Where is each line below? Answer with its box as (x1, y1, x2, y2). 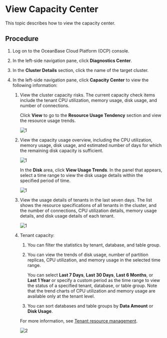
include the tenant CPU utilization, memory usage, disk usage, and (19, 97, 157, 103)
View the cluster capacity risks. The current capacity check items (19, 91, 155, 98)
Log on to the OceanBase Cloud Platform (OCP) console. (12, 47, 129, 53)
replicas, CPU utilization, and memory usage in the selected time (27, 256, 161, 263)
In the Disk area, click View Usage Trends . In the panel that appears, (19, 166, 162, 173)
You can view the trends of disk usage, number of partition (27, 251, 148, 257)
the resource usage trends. (19, 117, 76, 123)
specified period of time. (19, 177, 71, 183)
